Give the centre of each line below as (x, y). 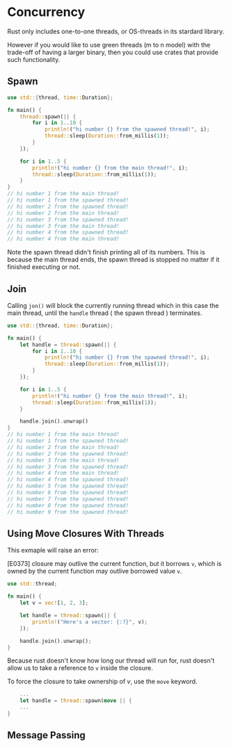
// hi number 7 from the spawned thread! (68, 499)
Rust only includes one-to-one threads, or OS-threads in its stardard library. (116, 31)
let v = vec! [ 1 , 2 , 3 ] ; (54, 603)
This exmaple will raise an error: (53, 551)
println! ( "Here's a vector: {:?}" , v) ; (90, 622)
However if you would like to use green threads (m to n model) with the (109, 44)
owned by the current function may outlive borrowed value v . (95, 571)
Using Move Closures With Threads (86, 534)
